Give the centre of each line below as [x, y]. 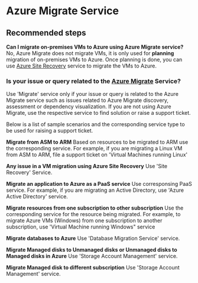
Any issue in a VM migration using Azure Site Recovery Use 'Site [87, 166]
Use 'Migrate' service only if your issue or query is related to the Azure [92, 94]
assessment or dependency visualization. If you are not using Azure [89, 107]
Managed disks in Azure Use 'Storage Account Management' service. [92, 256]
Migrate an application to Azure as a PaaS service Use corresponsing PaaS [99, 184]
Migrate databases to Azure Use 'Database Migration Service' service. [93, 239]
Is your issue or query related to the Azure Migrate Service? [94, 81]
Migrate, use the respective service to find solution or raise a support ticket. [98, 113]
